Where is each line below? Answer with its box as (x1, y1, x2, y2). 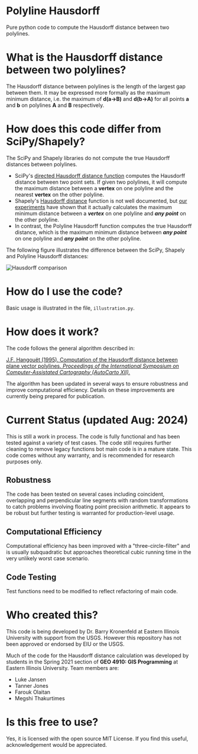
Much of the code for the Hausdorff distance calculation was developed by (6, 652, 189, 659)
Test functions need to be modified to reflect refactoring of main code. (6, 588, 178, 595)
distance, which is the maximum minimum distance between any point (14, 229, 187, 236)
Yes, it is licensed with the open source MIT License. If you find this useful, (6, 734, 189, 742)
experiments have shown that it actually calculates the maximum (14, 203, 173, 210)
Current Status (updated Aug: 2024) (6, 413, 189, 427)
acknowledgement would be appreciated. (6, 741, 108, 748)
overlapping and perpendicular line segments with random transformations (6, 497, 189, 504)
